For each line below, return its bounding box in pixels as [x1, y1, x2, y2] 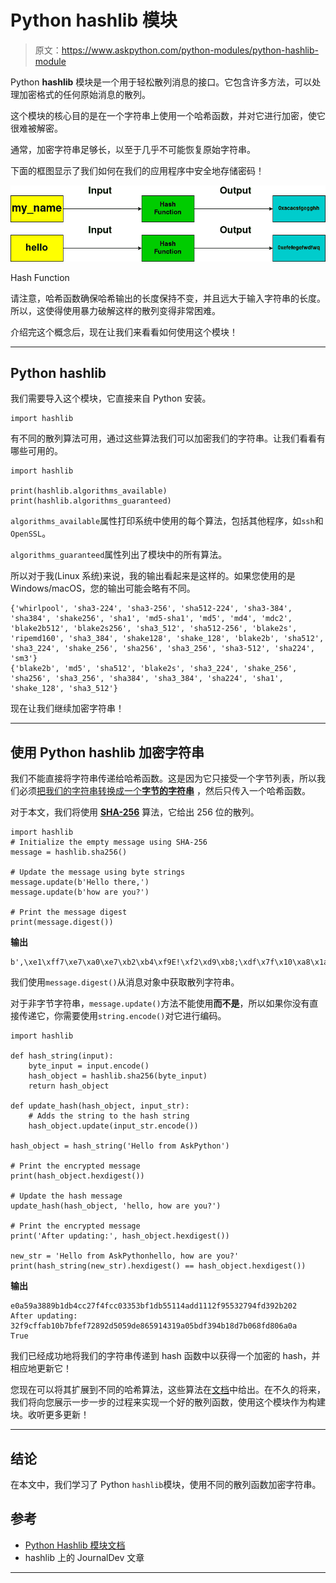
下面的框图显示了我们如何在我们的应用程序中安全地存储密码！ [10, 164, 265, 176]
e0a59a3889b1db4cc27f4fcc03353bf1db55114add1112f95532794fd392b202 [10, 1301, 298, 1311]
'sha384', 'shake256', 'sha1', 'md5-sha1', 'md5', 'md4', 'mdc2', [10, 614, 293, 624]
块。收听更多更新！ [10, 1409, 90, 1421]
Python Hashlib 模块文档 [24, 1539, 126, 1551]
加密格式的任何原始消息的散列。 [18, 88, 151, 100]
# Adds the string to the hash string [28, 1111, 190, 1121]
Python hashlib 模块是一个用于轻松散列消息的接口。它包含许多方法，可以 [10, 76, 313, 88]
